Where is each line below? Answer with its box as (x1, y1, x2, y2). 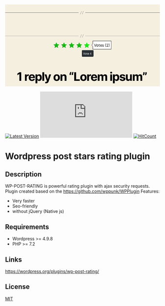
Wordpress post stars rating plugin (5, 150, 150, 162)
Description (5, 170, 42, 179)
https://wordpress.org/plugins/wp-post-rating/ (5, 269, 99, 274)
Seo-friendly (12, 203, 38, 209)
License (5, 283, 30, 291)
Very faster (12, 198, 35, 204)
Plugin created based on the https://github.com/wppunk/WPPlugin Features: (5, 188, 160, 194)
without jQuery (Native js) (12, 208, 64, 214)
